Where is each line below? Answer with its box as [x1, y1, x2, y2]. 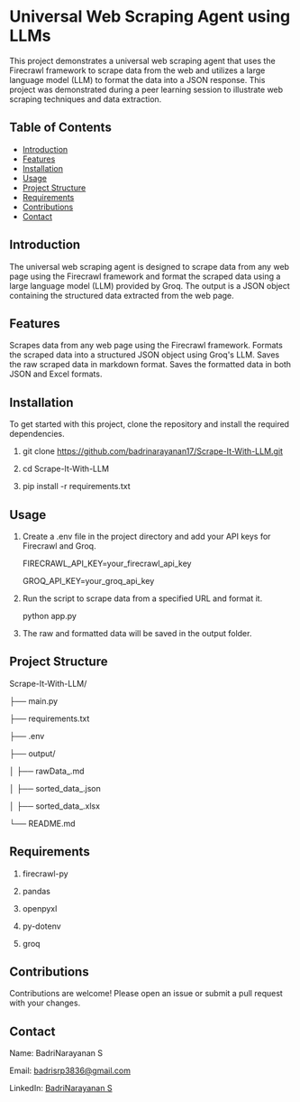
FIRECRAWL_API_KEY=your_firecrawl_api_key [22, 558, 192, 569]
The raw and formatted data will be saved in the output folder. [22, 628, 252, 638]
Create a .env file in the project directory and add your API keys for [22, 531, 271, 542]
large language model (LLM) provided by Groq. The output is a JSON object [9, 280, 290, 291]
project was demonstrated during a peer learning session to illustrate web [9, 84, 284, 95]
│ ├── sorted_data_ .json [9, 783, 102, 793]
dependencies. [9, 429, 65, 440]
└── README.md [9, 818, 76, 829]
